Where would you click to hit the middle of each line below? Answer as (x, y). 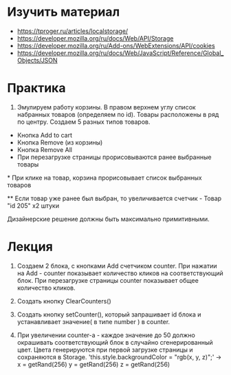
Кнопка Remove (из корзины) (60, 142)
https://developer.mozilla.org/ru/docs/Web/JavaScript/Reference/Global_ (120, 53)
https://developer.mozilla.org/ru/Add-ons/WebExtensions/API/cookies (116, 45)
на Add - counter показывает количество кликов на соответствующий (120, 273)
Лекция (30, 247)
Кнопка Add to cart (45, 135)
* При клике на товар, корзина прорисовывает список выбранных (104, 178)
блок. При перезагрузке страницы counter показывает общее (108, 280)
